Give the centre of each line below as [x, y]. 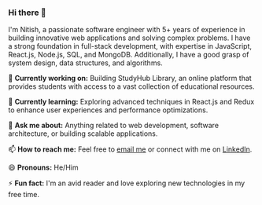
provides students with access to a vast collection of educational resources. [131, 86]
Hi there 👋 [28, 13]
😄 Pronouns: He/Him [43, 167]
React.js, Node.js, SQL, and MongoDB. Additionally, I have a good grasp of [129, 55]
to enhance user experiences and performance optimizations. [108, 110]
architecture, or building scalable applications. [83, 134]
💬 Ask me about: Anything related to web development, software [113, 126]
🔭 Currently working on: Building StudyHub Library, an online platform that [130, 79]
